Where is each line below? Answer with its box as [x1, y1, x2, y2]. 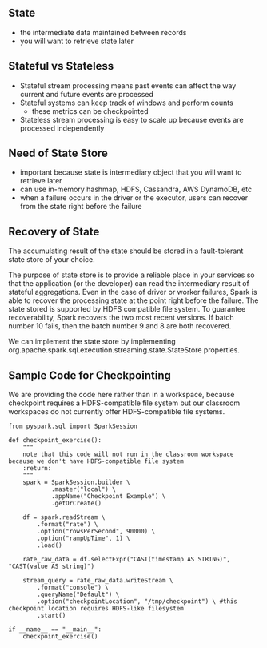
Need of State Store [8, 147, 108, 160]
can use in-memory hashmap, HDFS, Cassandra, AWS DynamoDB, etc [19, 184, 253, 195]
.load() [37, 541, 62, 549]
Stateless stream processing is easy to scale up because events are [19, 115, 244, 124]
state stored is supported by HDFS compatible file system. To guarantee [8, 304, 246, 314]
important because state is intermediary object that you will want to [19, 167, 242, 177]
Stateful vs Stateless [8, 59, 114, 73]
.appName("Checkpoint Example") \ [50, 493, 166, 501]
